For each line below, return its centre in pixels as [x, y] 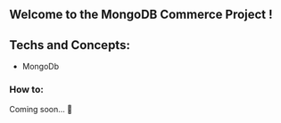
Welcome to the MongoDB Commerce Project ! [141, 15]
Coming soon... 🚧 [41, 109]
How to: [27, 90]
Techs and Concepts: [70, 45]
